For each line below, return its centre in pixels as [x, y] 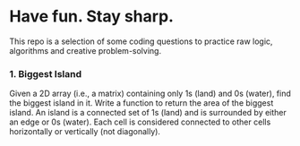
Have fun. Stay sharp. [92, 17]
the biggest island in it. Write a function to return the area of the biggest [141, 103]
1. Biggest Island [46, 73]
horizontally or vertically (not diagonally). [85, 132]
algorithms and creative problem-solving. [86, 50]
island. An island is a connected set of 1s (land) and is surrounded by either [148, 113]
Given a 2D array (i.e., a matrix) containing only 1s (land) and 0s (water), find [150, 94]
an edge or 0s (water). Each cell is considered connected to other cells [140, 122]
